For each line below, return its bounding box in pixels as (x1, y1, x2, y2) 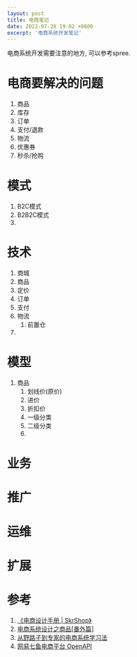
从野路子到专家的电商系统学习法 (16, 633, 108, 641)
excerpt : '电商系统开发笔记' (7, 29, 82, 36)
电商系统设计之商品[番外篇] (16, 625, 95, 633)
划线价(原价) (27, 387, 62, 395)
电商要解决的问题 (7, 76, 104, 92)
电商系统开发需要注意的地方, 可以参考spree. (7, 49, 131, 57)
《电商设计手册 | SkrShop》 (16, 616, 92, 624)
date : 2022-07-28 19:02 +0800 (7, 23, 94, 30)
